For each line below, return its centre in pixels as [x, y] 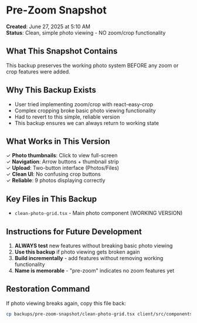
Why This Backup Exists [51, 90]
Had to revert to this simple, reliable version [67, 117]
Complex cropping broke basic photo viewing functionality [85, 110]
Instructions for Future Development [74, 232]
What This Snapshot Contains [62, 51]
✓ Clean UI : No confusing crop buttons [53, 174]
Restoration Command [48, 289]
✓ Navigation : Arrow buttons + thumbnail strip [62, 161]
